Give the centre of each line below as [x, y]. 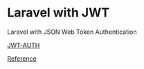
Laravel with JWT [58, 13]
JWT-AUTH [24, 45]
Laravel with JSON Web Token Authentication [72, 32]
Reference [22, 58]
